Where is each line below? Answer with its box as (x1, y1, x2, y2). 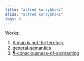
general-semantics (12, 45, 51, 51)
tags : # (5, 16, 21, 21)
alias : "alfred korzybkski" (5, 12, 64, 17)
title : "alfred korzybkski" (5, 7, 64, 12)
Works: (5, 30, 20, 36)
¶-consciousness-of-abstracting (12, 50, 80, 56)
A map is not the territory (12, 40, 64, 46)
